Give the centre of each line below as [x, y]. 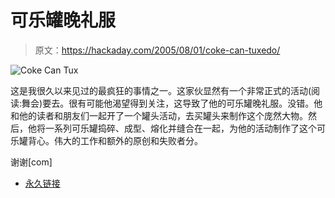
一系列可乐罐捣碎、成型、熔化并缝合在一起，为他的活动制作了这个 [180, 128]
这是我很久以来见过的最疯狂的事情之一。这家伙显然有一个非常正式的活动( [161, 90]
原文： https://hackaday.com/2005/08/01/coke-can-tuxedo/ [157, 50]
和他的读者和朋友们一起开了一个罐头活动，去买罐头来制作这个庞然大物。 [159, 115]
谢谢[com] [31, 162]
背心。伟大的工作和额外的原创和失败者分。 [115, 140]
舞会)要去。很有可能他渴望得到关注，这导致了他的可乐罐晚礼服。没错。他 [172, 103]
